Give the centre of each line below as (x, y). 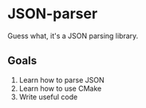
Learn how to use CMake (60, 88)
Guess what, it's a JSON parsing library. (73, 36)
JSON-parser (53, 14)
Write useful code (48, 97)
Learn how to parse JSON (61, 79)
